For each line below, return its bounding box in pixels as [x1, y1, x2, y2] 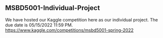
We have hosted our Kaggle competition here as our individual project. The [5, 17, 158, 22]
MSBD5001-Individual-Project [5, 4, 100, 12]
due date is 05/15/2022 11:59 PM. [5, 22, 73, 28]
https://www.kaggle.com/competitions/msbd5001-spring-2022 [5, 27, 134, 33]
